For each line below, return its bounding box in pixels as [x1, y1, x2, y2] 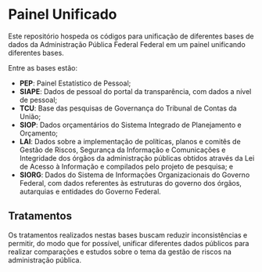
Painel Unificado [8, 5, 117, 24]
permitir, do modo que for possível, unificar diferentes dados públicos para [8, 238, 249, 248]
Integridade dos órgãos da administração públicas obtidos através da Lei [19, 153, 255, 162]
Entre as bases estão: [8, 63, 78, 72]
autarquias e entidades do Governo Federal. [19, 187, 162, 196]
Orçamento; [19, 128, 59, 138]
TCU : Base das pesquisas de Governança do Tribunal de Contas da [19, 103, 237, 113]
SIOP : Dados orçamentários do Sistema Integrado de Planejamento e [19, 120, 242, 129]
